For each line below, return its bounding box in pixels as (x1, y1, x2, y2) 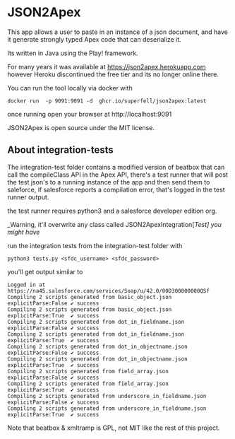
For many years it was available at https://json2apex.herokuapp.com (7, 62, 206, 71)
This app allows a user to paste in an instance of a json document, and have (7, 28, 228, 36)
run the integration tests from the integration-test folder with (7, 241, 183, 250)
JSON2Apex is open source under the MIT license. (7, 123, 155, 131)
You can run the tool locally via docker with (7, 83, 133, 92)
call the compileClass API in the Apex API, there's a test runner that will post (7, 170, 228, 179)
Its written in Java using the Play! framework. (7, 49, 139, 57)
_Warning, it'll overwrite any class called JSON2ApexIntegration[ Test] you (7, 220, 222, 228)
